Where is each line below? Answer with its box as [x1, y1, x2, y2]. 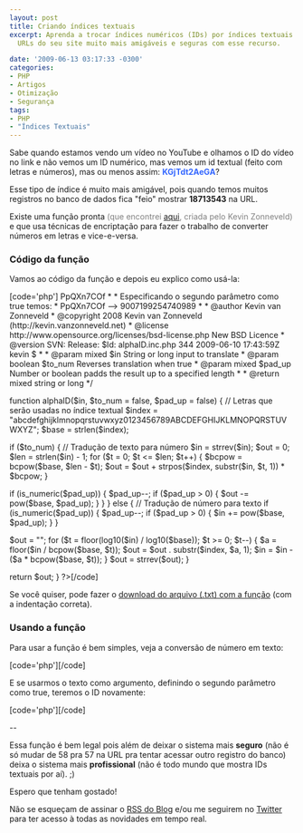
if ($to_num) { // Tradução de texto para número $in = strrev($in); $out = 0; [9, 441, 290, 453]
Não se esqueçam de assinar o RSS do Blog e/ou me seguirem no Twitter [9, 803, 283, 814]
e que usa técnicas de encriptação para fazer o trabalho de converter [9, 221, 269, 232]
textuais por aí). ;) [9, 768, 75, 780]
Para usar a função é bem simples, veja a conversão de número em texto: [9, 642, 284, 653]
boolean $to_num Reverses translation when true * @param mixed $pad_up [9, 359, 292, 370]
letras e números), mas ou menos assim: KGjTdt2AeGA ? [9, 167, 220, 178]
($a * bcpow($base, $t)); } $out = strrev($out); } [9, 554, 190, 565]
